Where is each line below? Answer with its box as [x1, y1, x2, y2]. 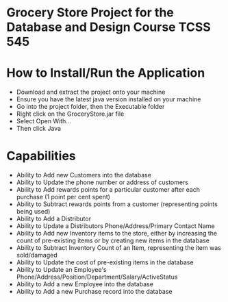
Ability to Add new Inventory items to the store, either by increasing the [16, 229, 217, 238]
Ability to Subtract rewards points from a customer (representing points [16, 200, 218, 208]
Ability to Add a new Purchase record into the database [16, 288, 173, 296]
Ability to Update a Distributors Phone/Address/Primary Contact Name [16, 222, 215, 230]
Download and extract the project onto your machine [16, 88, 166, 97]
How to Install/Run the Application [6, 65, 205, 81]
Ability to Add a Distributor [16, 214, 92, 223]
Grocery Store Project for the [6, 5, 174, 21]
